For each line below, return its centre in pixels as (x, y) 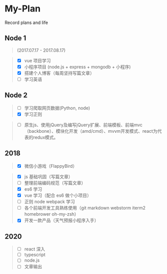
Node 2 (16, 95)
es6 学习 (33, 189)
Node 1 (15, 38)
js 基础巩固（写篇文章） (49, 176)
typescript (35, 255)
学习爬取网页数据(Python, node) (57, 108)
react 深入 (35, 249)
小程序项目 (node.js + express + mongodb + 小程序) (78, 67)
